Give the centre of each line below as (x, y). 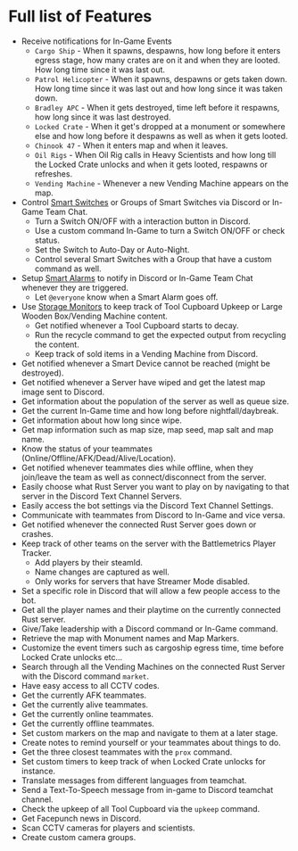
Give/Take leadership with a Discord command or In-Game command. (149, 628)
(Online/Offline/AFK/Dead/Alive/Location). (98, 458)
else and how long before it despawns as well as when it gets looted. (161, 136)
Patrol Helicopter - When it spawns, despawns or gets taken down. (161, 78)
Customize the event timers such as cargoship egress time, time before (153, 648)
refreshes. (54, 174)
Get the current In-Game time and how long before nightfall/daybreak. (150, 410)
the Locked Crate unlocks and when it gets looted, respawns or (151, 164)
